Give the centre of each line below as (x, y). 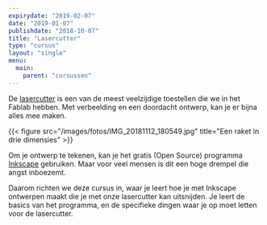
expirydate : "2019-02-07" (52, 16)
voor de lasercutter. (41, 213)
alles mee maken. (38, 115)
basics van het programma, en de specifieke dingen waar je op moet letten (133, 205)
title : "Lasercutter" (45, 38)
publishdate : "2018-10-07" (54, 31)
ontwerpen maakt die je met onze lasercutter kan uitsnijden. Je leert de (127, 196)
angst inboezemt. (37, 172)
